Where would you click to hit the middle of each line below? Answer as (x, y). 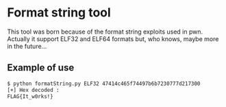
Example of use (41, 68)
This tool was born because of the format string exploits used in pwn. (105, 32)
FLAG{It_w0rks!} (30, 96)
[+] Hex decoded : (33, 90)
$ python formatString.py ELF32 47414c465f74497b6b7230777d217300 (104, 84)
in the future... (27, 46)
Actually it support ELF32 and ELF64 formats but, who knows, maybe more (113, 38)
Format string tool (59, 13)
